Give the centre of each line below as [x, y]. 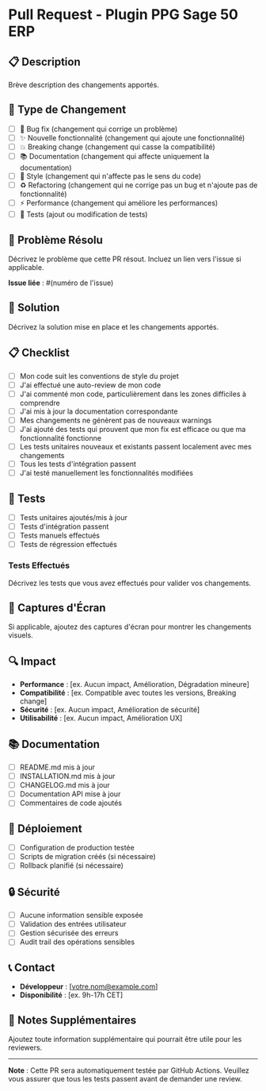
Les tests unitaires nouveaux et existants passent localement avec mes [135, 447]
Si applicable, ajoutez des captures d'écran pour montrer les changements [130, 627]
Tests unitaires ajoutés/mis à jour [74, 517]
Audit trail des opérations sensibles [77, 942]
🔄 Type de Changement [67, 110]
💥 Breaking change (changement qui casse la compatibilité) [117, 146]
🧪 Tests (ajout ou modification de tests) [84, 214]
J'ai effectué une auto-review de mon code [90, 385]
